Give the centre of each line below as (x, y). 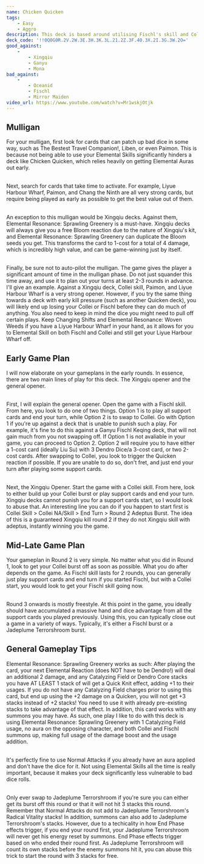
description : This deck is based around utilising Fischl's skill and (97, 35)
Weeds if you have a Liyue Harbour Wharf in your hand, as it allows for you (100, 326)
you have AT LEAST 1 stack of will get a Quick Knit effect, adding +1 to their (100, 683)
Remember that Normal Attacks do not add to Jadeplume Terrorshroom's (98, 810)
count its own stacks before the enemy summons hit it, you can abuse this (99, 849)
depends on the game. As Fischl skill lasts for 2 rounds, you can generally (99, 573)
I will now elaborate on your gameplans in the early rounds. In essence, (95, 373)
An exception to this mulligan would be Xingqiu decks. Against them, (92, 218)
